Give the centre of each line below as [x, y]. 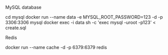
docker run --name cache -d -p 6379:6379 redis [56, 47]
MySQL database [23, 7]
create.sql [16, 28]
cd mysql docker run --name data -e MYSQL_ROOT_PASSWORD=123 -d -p [84, 17]
